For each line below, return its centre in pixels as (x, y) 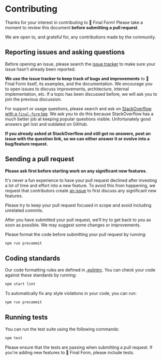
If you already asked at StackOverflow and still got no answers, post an (78, 133)
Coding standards (33, 258)
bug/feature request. (27, 144)
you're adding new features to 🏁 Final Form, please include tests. (70, 352)
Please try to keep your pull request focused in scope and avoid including (78, 205)
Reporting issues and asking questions (65, 52)
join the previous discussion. (33, 99)
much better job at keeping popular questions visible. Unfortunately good (78, 119)
